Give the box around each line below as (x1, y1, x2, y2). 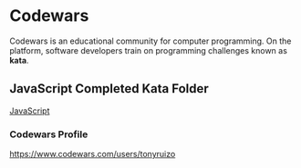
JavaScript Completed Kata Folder (9, 81, 210, 96)
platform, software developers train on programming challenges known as (9, 44, 287, 55)
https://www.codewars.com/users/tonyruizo (9, 149, 176, 160)
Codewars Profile (9, 128, 88, 141)
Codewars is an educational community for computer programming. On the (9, 35, 292, 46)
